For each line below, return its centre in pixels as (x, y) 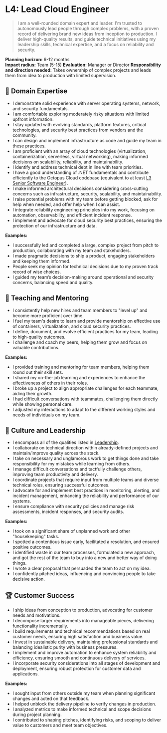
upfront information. (33, 119)
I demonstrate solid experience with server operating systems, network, (86, 103)
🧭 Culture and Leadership (45, 430)
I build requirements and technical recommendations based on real (81, 631)
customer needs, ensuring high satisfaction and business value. (78, 637)
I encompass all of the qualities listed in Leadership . (66, 442)
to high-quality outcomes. (39, 337)
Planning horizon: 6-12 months (37, 59)
